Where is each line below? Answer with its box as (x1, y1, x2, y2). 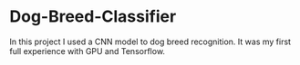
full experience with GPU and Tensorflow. (9, 45, 166, 56)
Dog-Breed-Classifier (9, 6, 177, 27)
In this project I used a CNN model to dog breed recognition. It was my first (9, 36, 292, 47)
